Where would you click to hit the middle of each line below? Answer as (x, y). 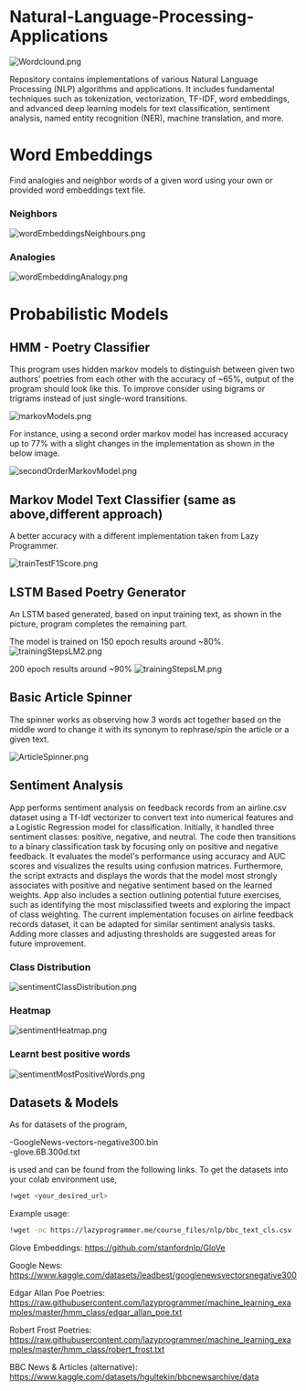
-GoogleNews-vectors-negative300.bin (84, 1143)
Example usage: (40, 1214)
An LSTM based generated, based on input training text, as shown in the (146, 615)
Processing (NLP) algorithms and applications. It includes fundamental (142, 89)
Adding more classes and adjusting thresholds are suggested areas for (142, 933)
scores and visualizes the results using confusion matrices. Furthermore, (147, 866)
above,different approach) (86, 514)
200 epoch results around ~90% (71, 669)
